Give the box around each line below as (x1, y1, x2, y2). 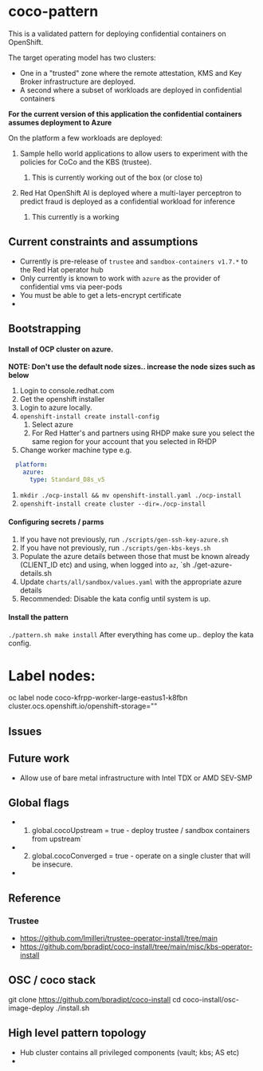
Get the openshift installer (19, 395, 105, 404)
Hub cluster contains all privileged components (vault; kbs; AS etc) (19, 1047, 240, 1057)
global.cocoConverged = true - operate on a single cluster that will (31, 851, 251, 861)
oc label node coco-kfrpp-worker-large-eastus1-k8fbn (8, 693, 188, 703)
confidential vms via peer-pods (19, 282, 123, 292)
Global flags (8, 795, 69, 809)
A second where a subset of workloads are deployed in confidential (19, 85, 242, 94)
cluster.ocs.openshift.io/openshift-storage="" (8, 701, 158, 711)
